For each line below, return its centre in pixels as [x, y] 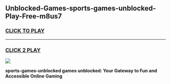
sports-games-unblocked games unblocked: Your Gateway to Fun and [81, 70]
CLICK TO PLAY [25, 31]
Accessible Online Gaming [34, 76]
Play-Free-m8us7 [34, 17]
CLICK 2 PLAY [23, 50]
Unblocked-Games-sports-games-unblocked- [81, 8]
